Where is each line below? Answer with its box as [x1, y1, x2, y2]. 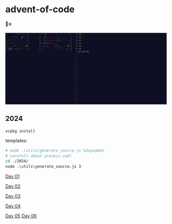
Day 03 [5, 193, 21, 200]
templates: [5, 137, 28, 143]
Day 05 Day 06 [5, 213, 37, 219]
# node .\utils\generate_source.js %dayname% [5, 148, 104, 153]
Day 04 [5, 203, 21, 209]
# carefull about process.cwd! [5, 153, 72, 159]
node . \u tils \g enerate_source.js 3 [5, 164, 81, 169]
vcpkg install [5, 129, 36, 134]
